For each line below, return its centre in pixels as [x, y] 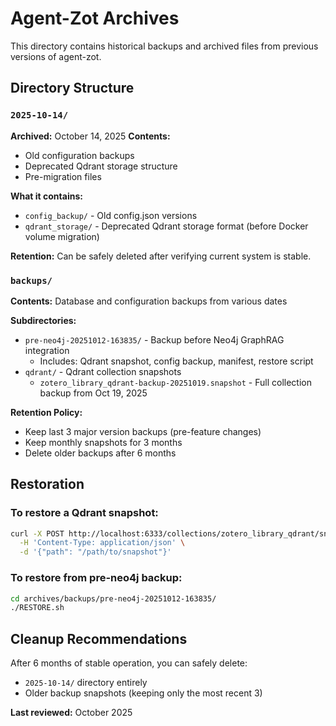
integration [47, 350]
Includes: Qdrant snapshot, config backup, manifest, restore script [176, 361]
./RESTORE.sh [37, 608]
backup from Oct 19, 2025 [93, 393]
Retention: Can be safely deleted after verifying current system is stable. [161, 256]
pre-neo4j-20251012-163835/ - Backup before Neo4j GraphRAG [154, 339]
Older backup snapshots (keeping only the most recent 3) [143, 693]
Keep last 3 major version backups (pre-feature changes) [143, 431]
